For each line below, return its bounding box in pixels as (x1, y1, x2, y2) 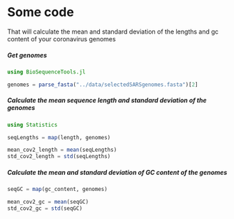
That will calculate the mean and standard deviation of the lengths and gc (7, 27, 219, 36)
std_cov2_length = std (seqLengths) (7, 153, 111, 160)
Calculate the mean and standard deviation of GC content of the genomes (7, 168, 228, 176)
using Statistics (7, 121, 58, 128)
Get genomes (7, 50, 47, 59)
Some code (7, 4, 75, 20)
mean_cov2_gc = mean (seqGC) (7, 198, 89, 205)
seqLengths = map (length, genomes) (7, 134, 111, 141)
